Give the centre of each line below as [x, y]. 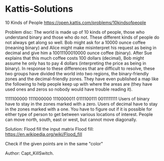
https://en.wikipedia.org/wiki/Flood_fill [44, 134]
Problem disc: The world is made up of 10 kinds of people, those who [75, 32]
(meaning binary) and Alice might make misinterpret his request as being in [81, 47]
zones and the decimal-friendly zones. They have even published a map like [82, 79]
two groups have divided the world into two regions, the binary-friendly [77, 73]
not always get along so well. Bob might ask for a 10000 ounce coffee [75, 42]
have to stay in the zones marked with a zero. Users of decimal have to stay [81, 104]
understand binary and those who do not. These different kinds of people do [82, 37]
